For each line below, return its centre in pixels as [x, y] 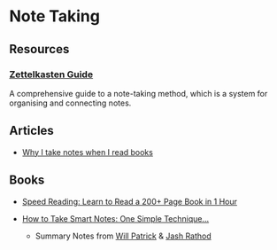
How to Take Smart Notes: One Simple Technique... [115, 218]
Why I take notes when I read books [87, 152]
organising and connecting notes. [70, 103]
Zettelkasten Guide [51, 74]
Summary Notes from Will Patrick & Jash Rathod [123, 236]
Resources [39, 49]
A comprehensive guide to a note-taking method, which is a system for [138, 93]
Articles [32, 131]
